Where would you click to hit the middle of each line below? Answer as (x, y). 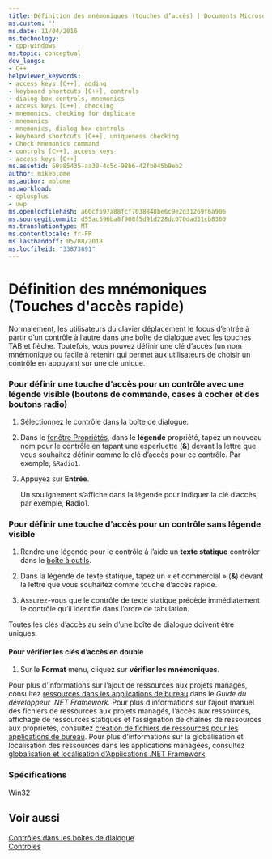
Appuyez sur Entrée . (55, 479)
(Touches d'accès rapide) (96, 306)
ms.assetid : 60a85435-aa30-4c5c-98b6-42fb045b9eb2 (96, 167)
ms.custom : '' (32, 23)
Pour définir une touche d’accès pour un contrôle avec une (126, 383)
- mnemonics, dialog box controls (67, 129)
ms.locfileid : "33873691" (52, 249)
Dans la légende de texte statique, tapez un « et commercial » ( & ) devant (142, 576)
